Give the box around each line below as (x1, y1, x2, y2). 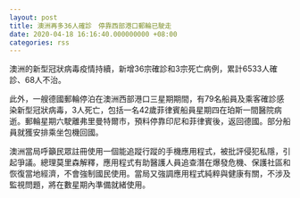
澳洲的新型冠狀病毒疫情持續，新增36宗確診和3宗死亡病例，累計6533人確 (9, 63, 279, 74)
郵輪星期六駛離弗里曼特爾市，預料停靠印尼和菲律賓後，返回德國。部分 (24, 116, 283, 127)
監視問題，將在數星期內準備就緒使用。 (9, 179, 150, 190)
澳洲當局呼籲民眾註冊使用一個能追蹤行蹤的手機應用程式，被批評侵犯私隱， (9, 146, 283, 157)
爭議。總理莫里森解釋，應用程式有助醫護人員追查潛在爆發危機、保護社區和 (16, 157, 291, 168)
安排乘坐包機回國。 (32, 127, 104, 138)
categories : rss (9, 37, 70, 47)
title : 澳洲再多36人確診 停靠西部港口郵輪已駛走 (9, 21, 172, 30)
